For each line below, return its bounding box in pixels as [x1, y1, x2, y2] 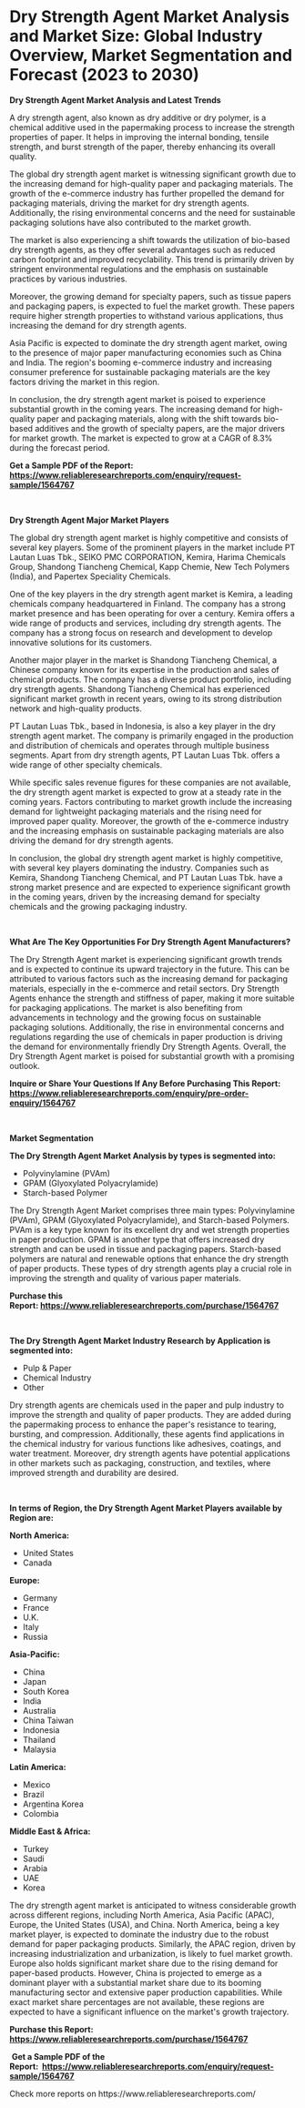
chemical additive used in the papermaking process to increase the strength [9, 121, 296, 133]
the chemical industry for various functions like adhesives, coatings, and [9, 1438, 281, 1449]
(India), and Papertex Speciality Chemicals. [9, 571, 171, 582]
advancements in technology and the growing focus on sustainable [9, 1012, 261, 1023]
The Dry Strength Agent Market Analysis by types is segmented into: [9, 1150, 276, 1161]
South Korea [22, 1685, 70, 1696]
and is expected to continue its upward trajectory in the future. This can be [9, 963, 290, 974]
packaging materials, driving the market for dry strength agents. [9, 198, 249, 209]
